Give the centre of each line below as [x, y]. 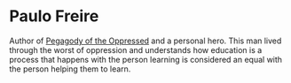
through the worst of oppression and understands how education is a [136, 49]
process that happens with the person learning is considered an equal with [145, 59]
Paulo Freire [54, 16]
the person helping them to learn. [70, 69]
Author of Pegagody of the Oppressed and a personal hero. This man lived [145, 41]
